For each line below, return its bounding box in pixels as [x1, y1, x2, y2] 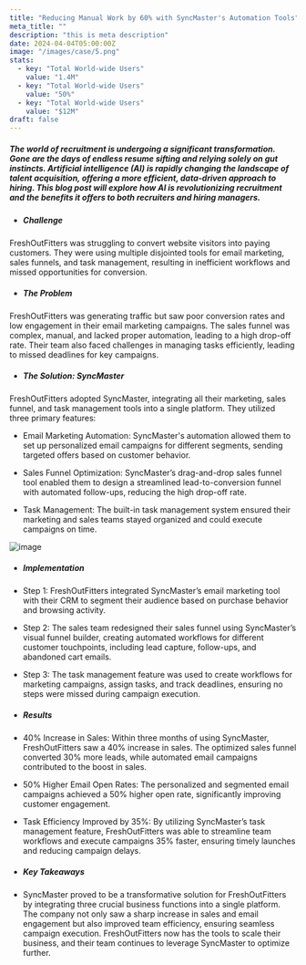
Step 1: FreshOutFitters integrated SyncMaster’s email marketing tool [22, 586, 280, 597]
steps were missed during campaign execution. [22, 689, 201, 700]
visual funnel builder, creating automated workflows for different [22, 632, 264, 643]
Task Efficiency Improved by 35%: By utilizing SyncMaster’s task [22, 816, 266, 827]
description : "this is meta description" [9, 30, 169, 39]
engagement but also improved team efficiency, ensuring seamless [22, 918, 275, 929]
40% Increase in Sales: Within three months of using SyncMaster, [22, 732, 270, 743]
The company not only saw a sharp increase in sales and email [22, 908, 260, 919]
